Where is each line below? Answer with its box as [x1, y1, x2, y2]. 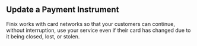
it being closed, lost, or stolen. [6, 32, 80, 40]
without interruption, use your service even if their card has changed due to [6, 27, 191, 34]
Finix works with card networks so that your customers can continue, [6, 20, 176, 27]
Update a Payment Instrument [6, 5, 119, 15]
